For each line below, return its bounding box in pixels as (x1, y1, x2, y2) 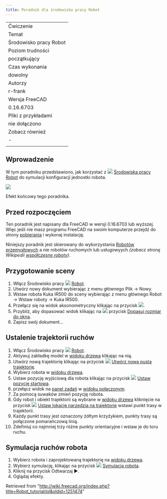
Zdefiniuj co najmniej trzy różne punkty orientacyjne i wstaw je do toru (12, 423, 158, 429)
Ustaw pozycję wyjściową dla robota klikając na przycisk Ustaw (12, 375, 151, 381)
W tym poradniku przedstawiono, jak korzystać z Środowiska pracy (5, 169, 151, 175)
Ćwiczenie (8, 22, 33, 29)
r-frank (8, 87, 26, 94)
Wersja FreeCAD (8, 95, 47, 102)
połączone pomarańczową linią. (12, 418, 78, 424)
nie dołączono (8, 120, 41, 127)
